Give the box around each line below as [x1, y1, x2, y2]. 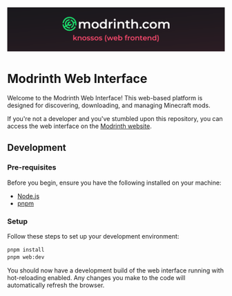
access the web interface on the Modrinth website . [7, 122, 152, 130]
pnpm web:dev [7, 253, 45, 261]
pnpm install [7, 246, 45, 253]
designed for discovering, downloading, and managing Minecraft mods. [7, 101, 211, 109]
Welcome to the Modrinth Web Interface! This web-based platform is [7, 94, 203, 102]
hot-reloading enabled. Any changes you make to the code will [7, 273, 186, 281]
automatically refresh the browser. [7, 281, 105, 289]
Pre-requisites [7, 163, 57, 172]
